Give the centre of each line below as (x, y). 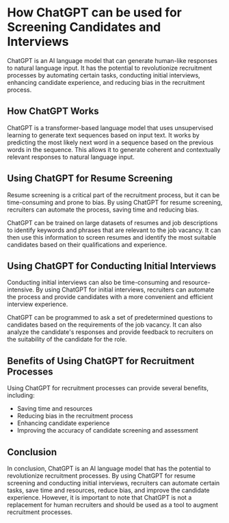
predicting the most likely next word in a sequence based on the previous (110, 142)
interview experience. (38, 304)
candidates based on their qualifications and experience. (87, 244)
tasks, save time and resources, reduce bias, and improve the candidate (108, 490)
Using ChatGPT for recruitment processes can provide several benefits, (108, 388)
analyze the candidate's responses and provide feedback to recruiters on (110, 332)
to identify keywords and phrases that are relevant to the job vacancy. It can (114, 230)
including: (21, 396)
